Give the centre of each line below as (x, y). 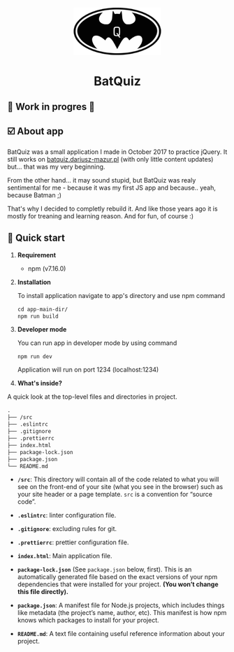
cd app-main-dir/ (43, 309)
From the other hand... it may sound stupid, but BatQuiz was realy (102, 180)
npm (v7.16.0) (47, 268)
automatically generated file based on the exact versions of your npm (117, 576)
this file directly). (43, 591)
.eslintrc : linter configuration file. (67, 515)
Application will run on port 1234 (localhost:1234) (88, 369)
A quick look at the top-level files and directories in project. (92, 397)
